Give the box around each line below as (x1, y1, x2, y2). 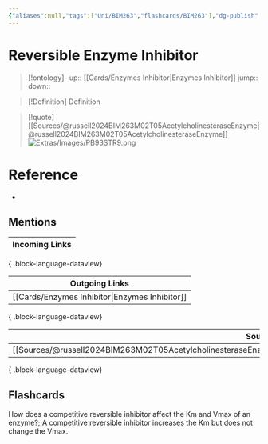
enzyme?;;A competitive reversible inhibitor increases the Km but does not (8, 418, 254, 428)
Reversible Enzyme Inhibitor (8, 46, 199, 64)
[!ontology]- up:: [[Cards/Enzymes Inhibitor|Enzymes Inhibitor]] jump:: (27, 73, 258, 82)
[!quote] (27, 112, 54, 122)
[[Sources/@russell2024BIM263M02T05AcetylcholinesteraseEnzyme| (27, 121, 260, 130)
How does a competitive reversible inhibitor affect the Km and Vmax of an (8, 410, 251, 419)
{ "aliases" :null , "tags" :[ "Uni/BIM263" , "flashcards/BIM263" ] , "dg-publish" (8, 11, 259, 20)
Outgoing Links (69, 278, 130, 289)
